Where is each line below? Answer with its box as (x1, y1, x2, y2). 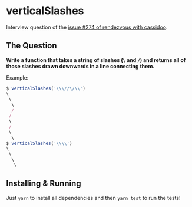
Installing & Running (6, 179, 81, 189)
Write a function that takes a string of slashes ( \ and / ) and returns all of (6, 56, 186, 63)
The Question (6, 41, 57, 51)
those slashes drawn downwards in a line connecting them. (6, 63, 155, 70)
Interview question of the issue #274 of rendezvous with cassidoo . (6, 24, 168, 31)
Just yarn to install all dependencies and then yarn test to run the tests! (6, 194, 181, 201)
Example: (6, 74, 29, 81)
